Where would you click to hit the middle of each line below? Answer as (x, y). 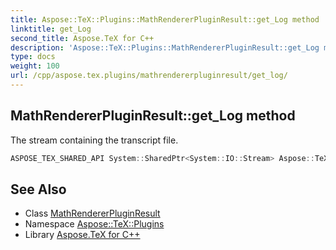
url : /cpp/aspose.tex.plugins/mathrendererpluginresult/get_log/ (149, 76)
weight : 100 (35, 66)
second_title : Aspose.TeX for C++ (82, 38)
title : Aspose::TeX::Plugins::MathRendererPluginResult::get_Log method (165, 19)
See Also (38, 189)
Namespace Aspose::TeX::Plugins (94, 224)
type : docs (33, 57)
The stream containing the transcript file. (94, 140)
